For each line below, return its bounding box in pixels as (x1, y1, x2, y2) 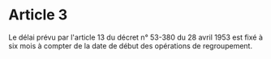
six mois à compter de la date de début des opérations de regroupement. (8, 40, 253, 50)
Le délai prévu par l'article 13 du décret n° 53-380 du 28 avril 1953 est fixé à (8, 32, 264, 42)
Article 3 (8, 6, 68, 24)
